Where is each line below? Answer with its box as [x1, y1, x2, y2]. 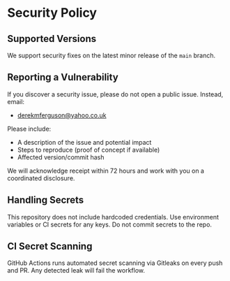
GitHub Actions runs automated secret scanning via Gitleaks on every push [7, 259, 223, 267]
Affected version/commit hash [17, 152, 105, 161]
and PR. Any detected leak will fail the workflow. [7, 266, 145, 275]
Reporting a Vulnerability [7, 71, 118, 83]
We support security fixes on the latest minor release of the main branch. [7, 51, 216, 59]
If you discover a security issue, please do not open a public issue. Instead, [7, 89, 224, 99]
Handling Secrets [7, 194, 84, 206]
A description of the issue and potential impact [17, 138, 152, 146]
